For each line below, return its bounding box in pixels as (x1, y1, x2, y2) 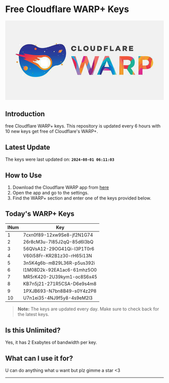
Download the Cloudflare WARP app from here (12, 184, 109, 190)
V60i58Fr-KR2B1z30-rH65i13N (23, 253, 92, 259)
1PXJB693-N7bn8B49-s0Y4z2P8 (23, 288, 97, 294)
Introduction (5, 110, 45, 118)
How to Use (5, 171, 42, 179)
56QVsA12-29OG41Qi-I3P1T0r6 (23, 246, 95, 252)
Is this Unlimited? (5, 326, 61, 335)
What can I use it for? (5, 354, 73, 362)
